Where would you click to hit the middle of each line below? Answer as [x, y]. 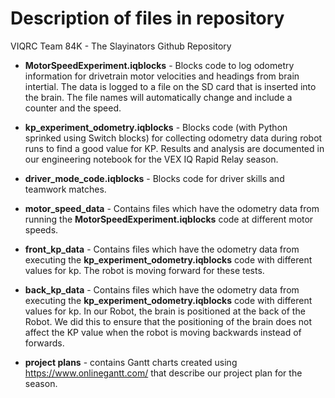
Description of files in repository [147, 18]
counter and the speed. [73, 108]
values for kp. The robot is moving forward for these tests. [144, 270]
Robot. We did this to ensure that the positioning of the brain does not [168, 321]
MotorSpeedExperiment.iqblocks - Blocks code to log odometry [159, 65]
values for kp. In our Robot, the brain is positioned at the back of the [165, 311]
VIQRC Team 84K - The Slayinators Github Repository [121, 46]
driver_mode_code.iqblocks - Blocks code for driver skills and [154, 178]
